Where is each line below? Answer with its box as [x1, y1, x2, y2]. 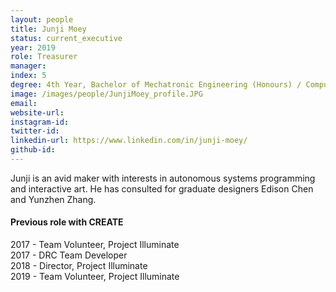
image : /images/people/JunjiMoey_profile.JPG [10, 89, 203, 99]
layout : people [10, 14, 74, 25]
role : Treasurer [10, 52, 78, 62]
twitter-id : [10, 126, 60, 136]
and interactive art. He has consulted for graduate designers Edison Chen [10, 182, 314, 195]
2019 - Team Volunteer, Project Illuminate [10, 271, 180, 283]
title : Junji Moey [10, 24, 87, 34]
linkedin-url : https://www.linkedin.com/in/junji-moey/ [10, 136, 248, 146]
